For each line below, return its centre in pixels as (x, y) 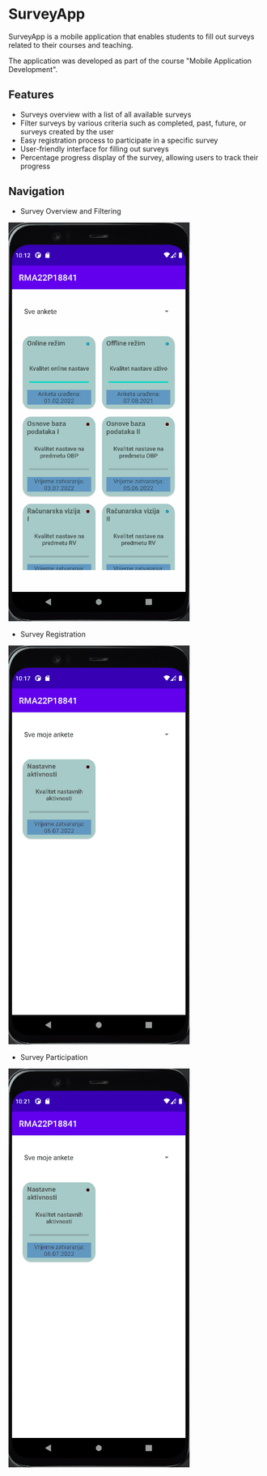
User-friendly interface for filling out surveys (94, 149)
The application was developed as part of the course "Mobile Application (130, 61)
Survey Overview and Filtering (70, 211)
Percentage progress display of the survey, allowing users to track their (139, 157)
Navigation (36, 191)
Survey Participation (54, 1057)
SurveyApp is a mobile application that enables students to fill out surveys (131, 36)
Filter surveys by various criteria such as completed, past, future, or (133, 123)
